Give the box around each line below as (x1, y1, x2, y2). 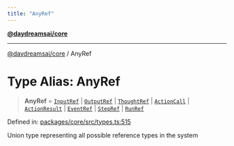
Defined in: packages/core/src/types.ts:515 (7, 117, 131, 126)
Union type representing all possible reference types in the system (7, 131, 198, 139)
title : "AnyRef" (7, 10, 54, 17)
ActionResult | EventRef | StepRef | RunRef (24, 104, 144, 112)
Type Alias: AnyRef (7, 74, 120, 89)
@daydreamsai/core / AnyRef (7, 49, 92, 58)
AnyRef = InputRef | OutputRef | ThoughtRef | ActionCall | (24, 97, 190, 105)
